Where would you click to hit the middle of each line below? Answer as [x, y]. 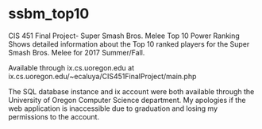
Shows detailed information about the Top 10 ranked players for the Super [129, 44]
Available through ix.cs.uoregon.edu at [71, 67]
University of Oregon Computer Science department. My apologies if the [127, 100]
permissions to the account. [54, 116]
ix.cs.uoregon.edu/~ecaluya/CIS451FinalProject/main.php [102, 76]
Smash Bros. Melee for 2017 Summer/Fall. [77, 52]
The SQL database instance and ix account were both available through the [131, 91]
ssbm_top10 [49, 14]
